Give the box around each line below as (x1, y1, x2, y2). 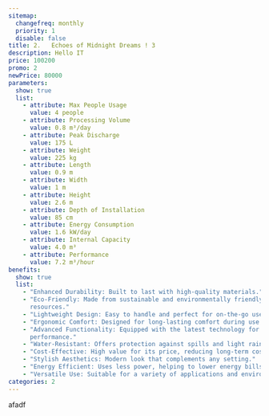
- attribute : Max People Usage (22, 101, 127, 109)
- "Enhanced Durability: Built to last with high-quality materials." (22, 288, 263, 296)
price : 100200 (8, 57, 56, 65)
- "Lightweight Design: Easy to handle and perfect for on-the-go (22, 310, 249, 318)
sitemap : (8, 11, 38, 20)
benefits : (8, 266, 42, 274)
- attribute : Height (22, 190, 91, 199)
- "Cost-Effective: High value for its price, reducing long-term (22, 348, 249, 356)
